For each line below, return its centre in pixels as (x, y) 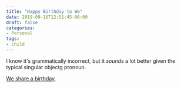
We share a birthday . (31, 78)
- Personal (19, 33)
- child (16, 45)
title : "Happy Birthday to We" (44, 11)
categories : (21, 28)
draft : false (22, 22)
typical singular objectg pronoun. (46, 67)
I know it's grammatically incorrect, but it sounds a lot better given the (91, 61)
